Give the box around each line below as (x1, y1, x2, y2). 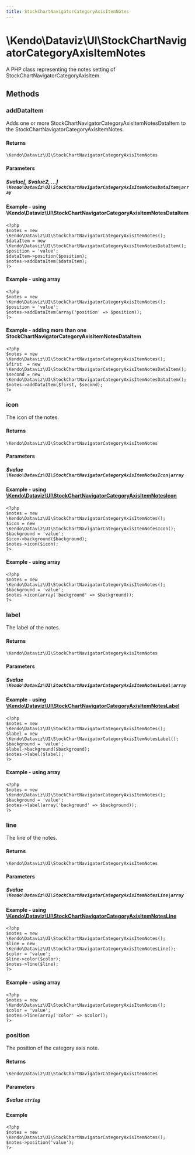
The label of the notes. (6, 624, 60, 631)
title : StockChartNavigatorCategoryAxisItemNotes (6, 8, 130, 15)
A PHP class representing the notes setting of (6, 66, 116, 73)
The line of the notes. (6, 834, 57, 841)
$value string (6, 1096, 41, 1103)
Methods (6, 88, 40, 98)
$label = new (6, 731, 38, 737)
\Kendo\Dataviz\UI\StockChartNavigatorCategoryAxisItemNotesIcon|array (6, 472, 184, 478)
